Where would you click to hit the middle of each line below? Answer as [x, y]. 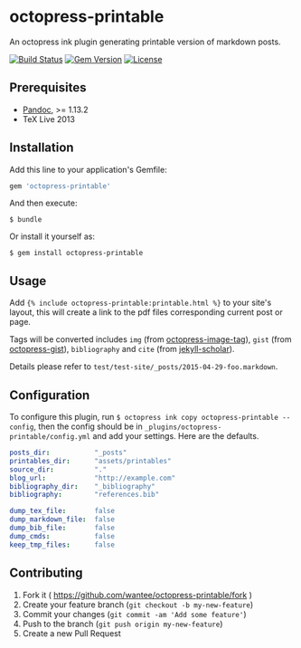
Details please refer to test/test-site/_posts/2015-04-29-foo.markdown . [144, 367]
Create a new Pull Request [72, 633]
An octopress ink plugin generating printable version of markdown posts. [146, 42]
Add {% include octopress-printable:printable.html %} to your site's [141, 303]
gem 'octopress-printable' [60, 186]
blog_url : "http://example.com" [93, 478]
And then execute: [43, 203]
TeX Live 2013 [48, 119]
